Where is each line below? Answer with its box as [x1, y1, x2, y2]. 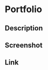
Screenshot [5, 41, 43, 49]
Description [5, 24, 43, 32]
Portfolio [5, 4, 42, 15]
